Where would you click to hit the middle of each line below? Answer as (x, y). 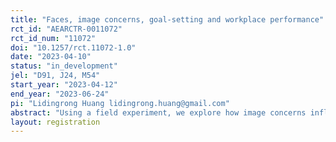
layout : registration (55, 122)
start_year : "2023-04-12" (64, 85)
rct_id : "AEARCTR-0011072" (66, 29)
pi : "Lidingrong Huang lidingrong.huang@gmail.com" (120, 103)
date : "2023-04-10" (51, 57)
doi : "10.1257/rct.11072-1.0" (73, 47)
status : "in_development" (64, 66)
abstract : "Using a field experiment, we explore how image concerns (158, 112)
